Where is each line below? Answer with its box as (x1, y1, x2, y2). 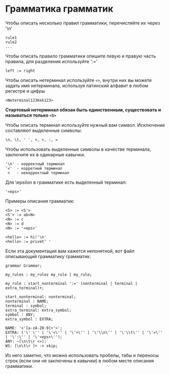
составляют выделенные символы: (5, 127, 82, 133)
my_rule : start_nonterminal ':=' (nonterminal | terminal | (5, 281, 138, 286)
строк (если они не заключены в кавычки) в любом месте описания (5, 357, 154, 364)
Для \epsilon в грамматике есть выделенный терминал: (5, 179, 127, 185)
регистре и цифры (5, 88, 45, 94)
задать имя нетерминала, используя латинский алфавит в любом (5, 82, 149, 89)
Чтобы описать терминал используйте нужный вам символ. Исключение (5, 122, 165, 128)
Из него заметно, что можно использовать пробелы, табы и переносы (5, 352, 159, 358)
